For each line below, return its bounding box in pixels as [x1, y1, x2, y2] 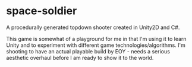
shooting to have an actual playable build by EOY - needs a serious [6, 47, 171, 55]
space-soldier [6, 4, 77, 18]
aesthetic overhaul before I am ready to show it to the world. [6, 54, 154, 61]
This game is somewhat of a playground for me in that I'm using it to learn [6, 35, 187, 42]
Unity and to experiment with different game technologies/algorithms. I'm [6, 42, 186, 49]
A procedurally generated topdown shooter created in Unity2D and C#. [6, 24, 180, 31]
